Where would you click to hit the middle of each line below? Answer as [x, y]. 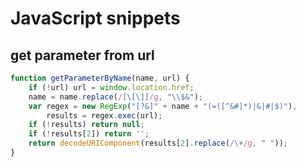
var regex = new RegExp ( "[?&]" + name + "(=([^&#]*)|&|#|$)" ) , [163, 106]
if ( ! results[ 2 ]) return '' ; [89, 134]
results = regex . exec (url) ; [104, 115]
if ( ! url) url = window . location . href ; [111, 87]
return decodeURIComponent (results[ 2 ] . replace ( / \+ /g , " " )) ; [158, 143]
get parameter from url [82, 55]
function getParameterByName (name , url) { [100, 78]
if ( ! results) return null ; [86, 125]
